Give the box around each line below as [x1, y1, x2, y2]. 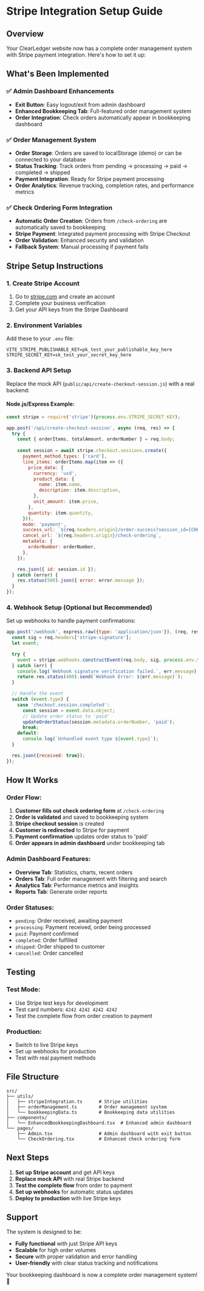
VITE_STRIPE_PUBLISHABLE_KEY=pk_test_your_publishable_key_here [6, 347, 172, 353]
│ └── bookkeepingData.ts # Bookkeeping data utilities [6, 1109, 175, 1116]
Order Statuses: [6, 903, 55, 911]
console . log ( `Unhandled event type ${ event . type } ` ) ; [22, 736, 159, 742]
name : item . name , [38, 481, 83, 488]
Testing [6, 967, 36, 977]
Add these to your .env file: [6, 335, 75, 342]
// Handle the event [12, 690, 64, 697]
